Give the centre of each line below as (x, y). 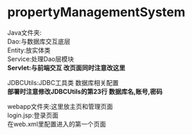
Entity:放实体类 (29, 50)
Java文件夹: (25, 32)
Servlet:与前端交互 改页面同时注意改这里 (66, 67)
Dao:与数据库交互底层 (39, 41)
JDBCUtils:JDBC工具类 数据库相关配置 (63, 82)
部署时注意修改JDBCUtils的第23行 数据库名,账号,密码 (85, 91)
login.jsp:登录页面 (33, 115)
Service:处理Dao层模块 (41, 59)
